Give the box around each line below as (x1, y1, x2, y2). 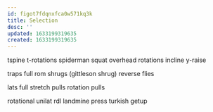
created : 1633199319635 (7, 37, 77, 44)
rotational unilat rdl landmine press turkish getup (7, 97, 148, 106)
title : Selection (7, 17, 58, 24)
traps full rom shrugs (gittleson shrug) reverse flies (7, 70, 155, 78)
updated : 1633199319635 (7, 30, 77, 37)
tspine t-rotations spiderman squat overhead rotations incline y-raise (7, 56, 207, 64)
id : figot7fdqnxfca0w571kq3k (7, 10, 93, 18)
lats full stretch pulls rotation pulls (7, 83, 105, 92)
